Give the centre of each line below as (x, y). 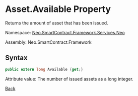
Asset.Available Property (58, 9)
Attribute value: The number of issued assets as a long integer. (69, 79)
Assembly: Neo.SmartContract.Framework (48, 42)
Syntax (16, 58)
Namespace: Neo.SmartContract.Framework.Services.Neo (65, 32)
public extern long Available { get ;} (44, 69)
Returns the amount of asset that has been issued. (57, 23)
